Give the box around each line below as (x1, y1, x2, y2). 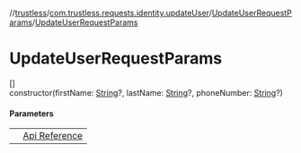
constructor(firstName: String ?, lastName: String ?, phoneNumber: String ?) (9, 87, 283, 98)
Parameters (9, 107, 54, 119)
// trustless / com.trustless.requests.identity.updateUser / (9, 8, 213, 18)
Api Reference (22, 130, 84, 142)
